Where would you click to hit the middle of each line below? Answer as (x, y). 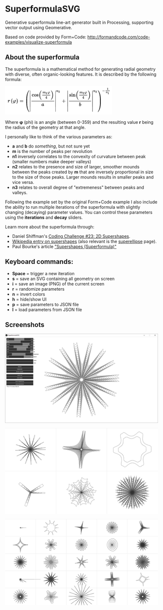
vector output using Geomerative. (39, 27)
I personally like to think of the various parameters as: (59, 136)
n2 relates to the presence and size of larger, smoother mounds (76, 166)
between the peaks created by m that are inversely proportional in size (83, 172)
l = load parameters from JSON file (47, 310)
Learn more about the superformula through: (50, 227)
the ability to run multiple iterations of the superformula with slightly (73, 207)
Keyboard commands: (39, 262)
